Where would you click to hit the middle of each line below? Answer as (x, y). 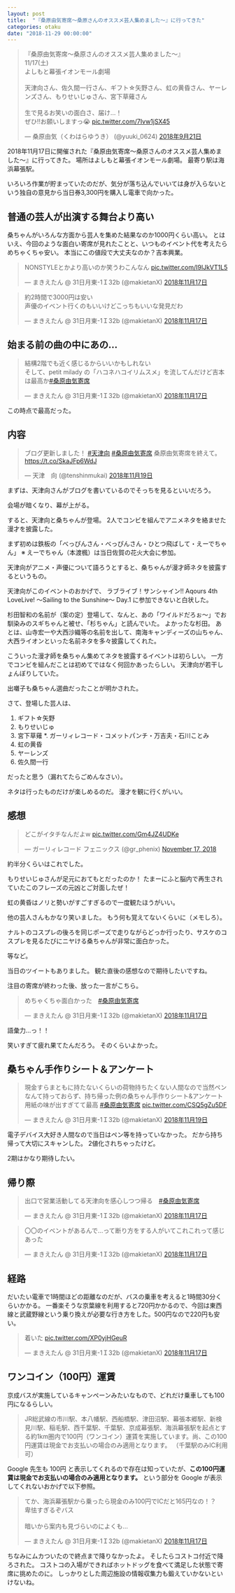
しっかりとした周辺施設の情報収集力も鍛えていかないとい (141, 1573)
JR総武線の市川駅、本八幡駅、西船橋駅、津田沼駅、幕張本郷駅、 (117, 1418)
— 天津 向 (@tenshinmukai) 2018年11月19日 (88, 475)
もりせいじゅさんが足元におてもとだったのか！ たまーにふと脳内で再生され (115, 878)
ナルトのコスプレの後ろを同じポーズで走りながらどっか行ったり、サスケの (114, 932)
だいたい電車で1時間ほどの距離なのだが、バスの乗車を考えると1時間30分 (112, 1297)
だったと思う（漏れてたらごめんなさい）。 (67, 777)
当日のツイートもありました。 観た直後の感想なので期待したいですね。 (109, 971)
